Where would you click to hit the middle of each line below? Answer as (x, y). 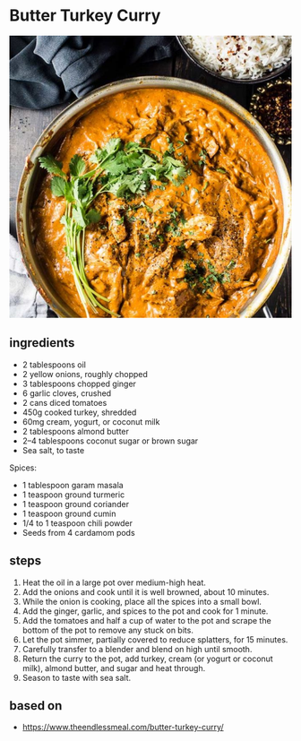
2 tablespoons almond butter (76, 431)
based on (36, 706)
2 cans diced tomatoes (64, 402)
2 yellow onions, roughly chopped (85, 374)
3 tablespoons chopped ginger (79, 383)
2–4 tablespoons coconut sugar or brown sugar (110, 441)
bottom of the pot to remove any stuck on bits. (108, 630)
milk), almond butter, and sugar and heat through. (114, 668)
